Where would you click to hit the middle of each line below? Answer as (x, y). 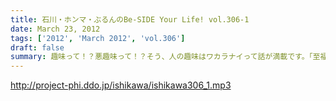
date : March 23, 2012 (55, 29)
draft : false (37, 47)
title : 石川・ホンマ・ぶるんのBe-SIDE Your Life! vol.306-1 (130, 19)
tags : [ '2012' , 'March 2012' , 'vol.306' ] (98, 38)
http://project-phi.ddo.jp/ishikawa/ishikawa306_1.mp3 (121, 85)
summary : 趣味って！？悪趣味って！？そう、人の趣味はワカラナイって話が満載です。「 (161, 57)
